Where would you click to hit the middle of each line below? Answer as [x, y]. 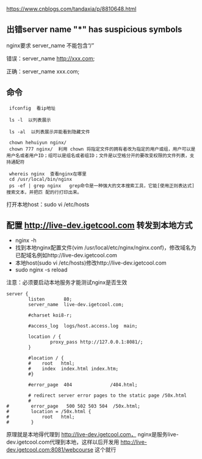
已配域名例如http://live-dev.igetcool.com [66, 255]
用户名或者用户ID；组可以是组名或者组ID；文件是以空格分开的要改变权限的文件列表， [98, 155]
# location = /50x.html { [49, 412]
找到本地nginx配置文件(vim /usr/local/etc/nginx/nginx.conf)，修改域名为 [106, 248]
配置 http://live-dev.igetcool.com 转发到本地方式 [100, 226]
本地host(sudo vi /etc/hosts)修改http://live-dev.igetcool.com [91, 263]
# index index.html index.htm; [74, 369]
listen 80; [50, 299]
